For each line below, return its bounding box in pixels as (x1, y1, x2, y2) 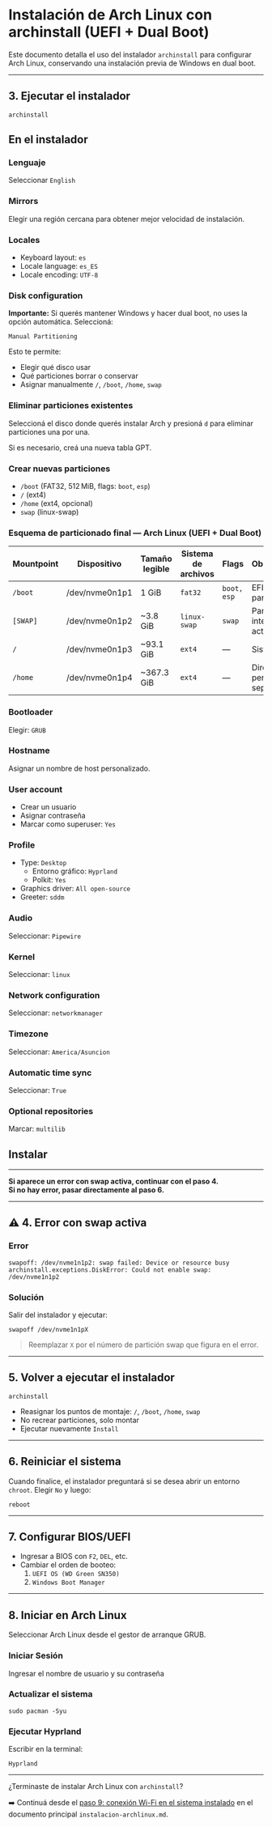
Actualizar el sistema (8, 1689, 93, 1700)
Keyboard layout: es (19, 253, 87, 262)
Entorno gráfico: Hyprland (32, 866, 118, 876)
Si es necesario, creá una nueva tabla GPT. (8, 443, 152, 453)
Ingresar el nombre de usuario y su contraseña (8, 1668, 164, 1678)
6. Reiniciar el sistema (8, 1455, 121, 1468)
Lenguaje (8, 157, 46, 168)
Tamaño (140, 553, 172, 564)
